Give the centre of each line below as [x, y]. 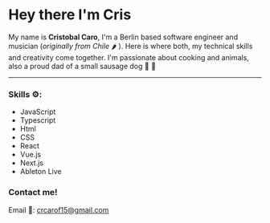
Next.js [32, 163]
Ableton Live [41, 172]
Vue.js [31, 155]
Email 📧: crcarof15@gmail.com [59, 209]
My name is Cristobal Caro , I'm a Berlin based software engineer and [123, 37]
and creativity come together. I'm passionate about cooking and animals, [129, 57]
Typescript [38, 120]
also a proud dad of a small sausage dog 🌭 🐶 [82, 66]
